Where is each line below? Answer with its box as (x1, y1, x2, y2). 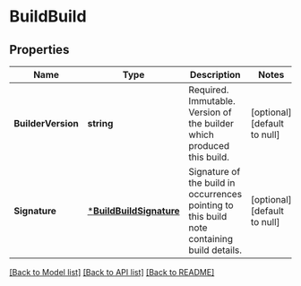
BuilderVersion (13, 117, 79, 129)
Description (189, 69, 241, 81)
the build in (188, 177, 236, 189)
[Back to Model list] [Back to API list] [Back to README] (9, 267, 215, 277)
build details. (188, 244, 243, 256)
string (87, 117, 114, 129)
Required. (188, 83, 229, 96)
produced (188, 140, 230, 152)
